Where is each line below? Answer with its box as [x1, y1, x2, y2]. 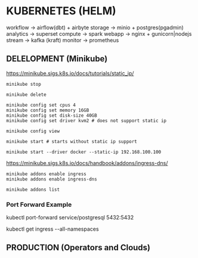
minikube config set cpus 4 [6, 102, 76, 108]
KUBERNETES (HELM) [6, 4, 116, 18]
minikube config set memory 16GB [6, 107, 89, 113]
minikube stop [6, 81, 42, 87]
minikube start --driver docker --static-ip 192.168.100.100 [6, 149, 162, 155]
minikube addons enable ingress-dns [6, 176, 97, 182]
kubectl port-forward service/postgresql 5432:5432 [6, 214, 134, 221]
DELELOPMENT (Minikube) [6, 54, 108, 64]
